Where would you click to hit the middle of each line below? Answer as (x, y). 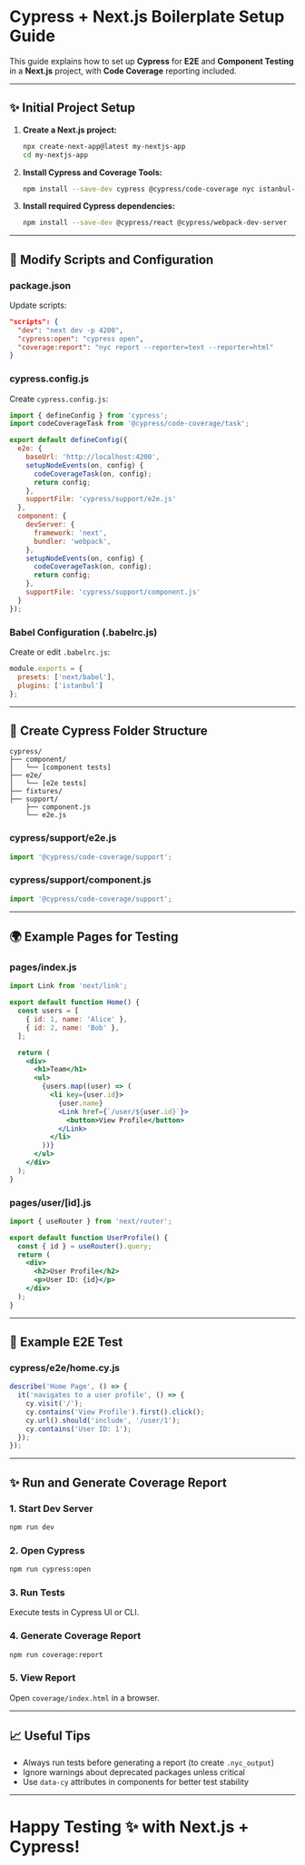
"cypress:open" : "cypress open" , (81, 339)
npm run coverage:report (56, 1654)
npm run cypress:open (50, 1569)
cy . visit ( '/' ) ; (54, 1404)
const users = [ (48, 1011)
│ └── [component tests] (60, 768)
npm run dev (32, 1527)
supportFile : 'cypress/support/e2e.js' (101, 499)
